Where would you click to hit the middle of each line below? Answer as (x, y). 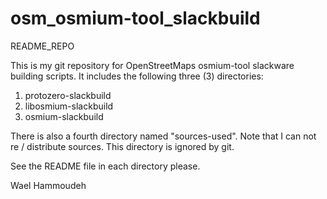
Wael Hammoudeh (48, 185)
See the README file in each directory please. (105, 166)
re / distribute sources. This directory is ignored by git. (122, 146)
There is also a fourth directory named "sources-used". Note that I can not (163, 136)
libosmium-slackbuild (69, 106)
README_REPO (42, 46)
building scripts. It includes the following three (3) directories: (137, 76)
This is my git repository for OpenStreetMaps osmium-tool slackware (152, 65)
